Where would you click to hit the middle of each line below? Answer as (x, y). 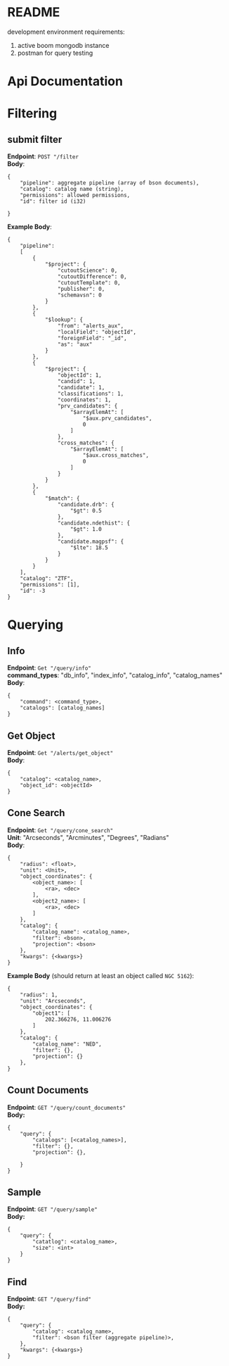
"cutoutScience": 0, (87, 271)
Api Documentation (65, 81)
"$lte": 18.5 (89, 548)
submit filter (35, 139)
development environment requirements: (66, 32)
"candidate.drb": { (86, 505)
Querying (35, 625)
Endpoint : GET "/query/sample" (53, 1209)
